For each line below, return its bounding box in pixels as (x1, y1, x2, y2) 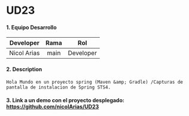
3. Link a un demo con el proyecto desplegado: (6, 97, 124, 104)
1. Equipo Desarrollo (6, 23, 57, 30)
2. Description (6, 65, 42, 72)
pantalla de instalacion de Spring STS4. (6, 84, 111, 90)
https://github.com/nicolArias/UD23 (6, 103, 99, 111)
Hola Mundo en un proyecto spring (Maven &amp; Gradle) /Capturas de (6, 79, 184, 85)
